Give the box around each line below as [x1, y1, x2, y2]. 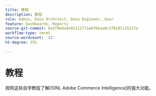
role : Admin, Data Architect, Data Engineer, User [5, 16, 114, 21]
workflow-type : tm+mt [5, 30, 51, 35]
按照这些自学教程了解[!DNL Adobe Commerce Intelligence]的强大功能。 [5, 84, 153, 90]
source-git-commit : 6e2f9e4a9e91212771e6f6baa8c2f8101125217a [5, 26, 138, 31]
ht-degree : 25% [5, 40, 37, 45]
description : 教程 [5, 12, 42, 17]
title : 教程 [5, 7, 29, 12]
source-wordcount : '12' [5, 35, 55, 40]
